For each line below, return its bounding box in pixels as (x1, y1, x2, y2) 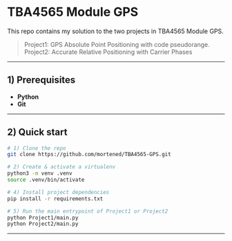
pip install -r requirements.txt (7, 195, 104, 202)
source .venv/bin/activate (7, 177, 85, 184)
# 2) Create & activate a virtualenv (7, 164, 116, 171)
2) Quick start (7, 126, 68, 138)
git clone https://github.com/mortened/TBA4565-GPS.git (7, 151, 171, 158)
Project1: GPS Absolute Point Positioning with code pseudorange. (23, 40, 211, 48)
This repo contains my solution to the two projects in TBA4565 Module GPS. (7, 27, 224, 35)
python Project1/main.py (7, 214, 79, 221)
